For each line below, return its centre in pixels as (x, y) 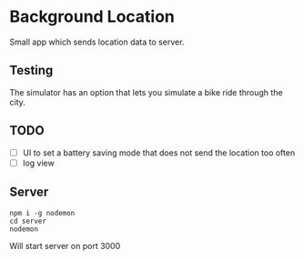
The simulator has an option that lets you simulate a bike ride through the (147, 92)
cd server (28, 221)
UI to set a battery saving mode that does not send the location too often (159, 153)
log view (38, 163)
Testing (31, 70)
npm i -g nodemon (42, 213)
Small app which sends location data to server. (97, 42)
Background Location (92, 17)
